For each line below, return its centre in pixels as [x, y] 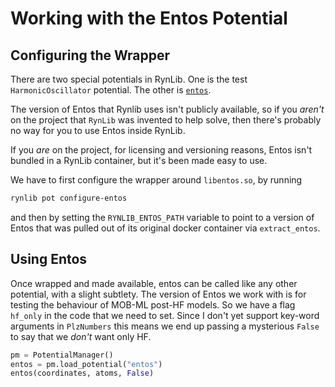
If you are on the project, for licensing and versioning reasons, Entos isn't [161, 150]
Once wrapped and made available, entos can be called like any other [154, 283]
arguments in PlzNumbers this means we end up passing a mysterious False [165, 326]
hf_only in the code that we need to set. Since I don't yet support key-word [165, 315]
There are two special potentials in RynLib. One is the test [129, 79]
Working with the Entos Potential [149, 18]
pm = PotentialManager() [62, 355]
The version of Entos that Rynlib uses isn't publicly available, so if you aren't [167, 109]
